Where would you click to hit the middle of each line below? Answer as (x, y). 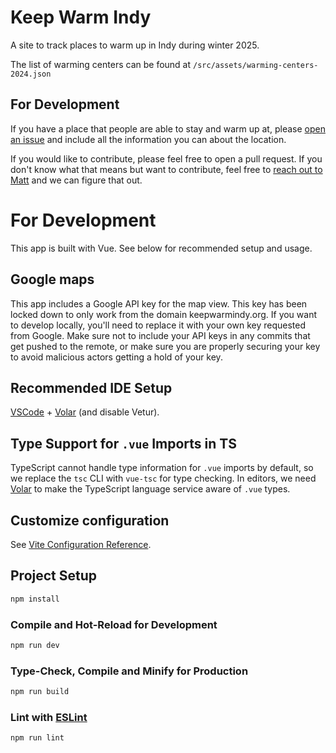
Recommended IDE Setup (91, 387)
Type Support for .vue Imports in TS (123, 443)
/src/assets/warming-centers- (256, 65)
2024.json (31, 74)
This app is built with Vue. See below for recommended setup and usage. (161, 248)
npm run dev (35, 645)
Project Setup (54, 576)
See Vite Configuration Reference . (81, 544)
